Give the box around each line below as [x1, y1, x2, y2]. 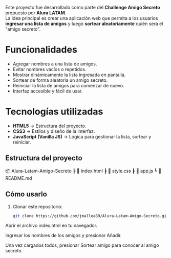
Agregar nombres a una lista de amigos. [12, 61, 97, 67]
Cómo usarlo [5, 190, 47, 199]
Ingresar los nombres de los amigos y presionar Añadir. [5, 232, 122, 239]
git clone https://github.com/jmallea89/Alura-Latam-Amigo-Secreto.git [12, 213, 169, 219]
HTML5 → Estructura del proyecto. [12, 123, 87, 129]
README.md [5, 175, 32, 181]
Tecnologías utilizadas [5, 106, 103, 118]
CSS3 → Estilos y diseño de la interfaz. [12, 128, 95, 134]
